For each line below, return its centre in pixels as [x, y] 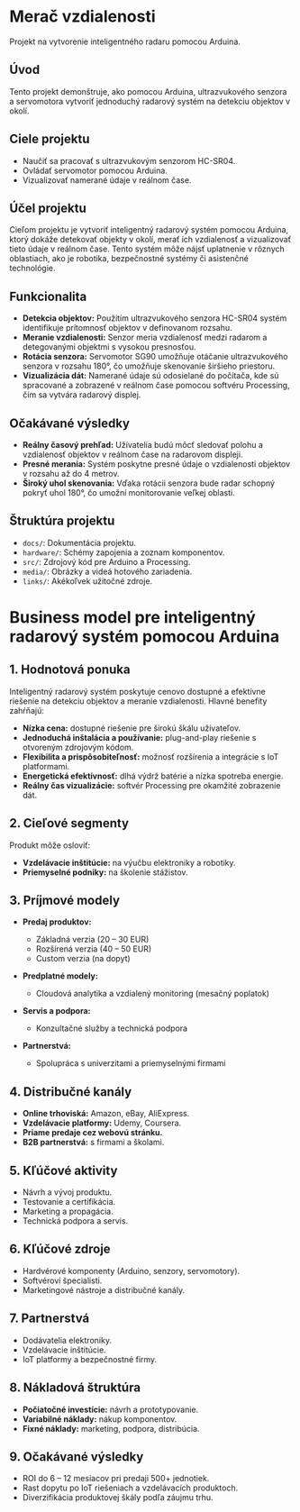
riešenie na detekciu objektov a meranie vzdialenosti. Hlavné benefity [138, 701]
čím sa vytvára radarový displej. [82, 395]
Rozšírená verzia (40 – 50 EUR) [94, 949]
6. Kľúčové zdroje [60, 1249]
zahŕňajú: [27, 710]
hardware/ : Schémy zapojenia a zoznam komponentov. [123, 552]
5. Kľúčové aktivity [64, 1170]
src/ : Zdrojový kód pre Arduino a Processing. [106, 561]
